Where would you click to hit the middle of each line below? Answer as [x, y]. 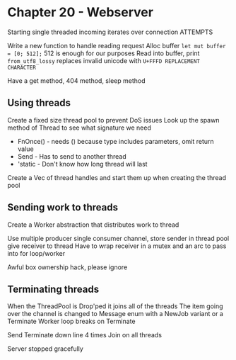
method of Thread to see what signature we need [79, 128]
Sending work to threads [63, 207]
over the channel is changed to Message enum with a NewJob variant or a [116, 314]
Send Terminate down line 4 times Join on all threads [85, 335]
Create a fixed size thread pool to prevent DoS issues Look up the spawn [113, 120]
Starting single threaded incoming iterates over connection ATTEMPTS [110, 32]
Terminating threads [53, 289]
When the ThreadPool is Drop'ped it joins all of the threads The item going [116, 306]
